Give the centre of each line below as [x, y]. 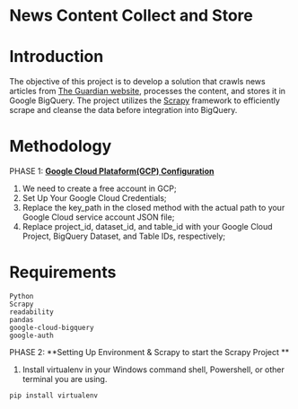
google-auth [31, 335]
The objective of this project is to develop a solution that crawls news [138, 82]
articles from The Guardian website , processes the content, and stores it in [147, 91]
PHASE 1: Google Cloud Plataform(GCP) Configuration [112, 171]
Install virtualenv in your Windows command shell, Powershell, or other [153, 370]
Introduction [57, 57]
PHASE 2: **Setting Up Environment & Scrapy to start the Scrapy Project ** [149, 352]
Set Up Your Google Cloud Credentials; [95, 198]
